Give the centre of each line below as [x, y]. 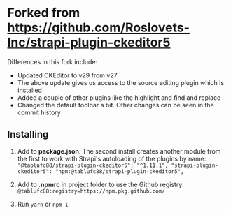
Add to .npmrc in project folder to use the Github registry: [100, 184]
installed [29, 90]
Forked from [44, 13]
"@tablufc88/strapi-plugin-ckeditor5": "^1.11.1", [93, 165]
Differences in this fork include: [52, 61]
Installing [28, 134]
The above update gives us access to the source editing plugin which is [121, 82]
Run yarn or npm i [43, 204]
